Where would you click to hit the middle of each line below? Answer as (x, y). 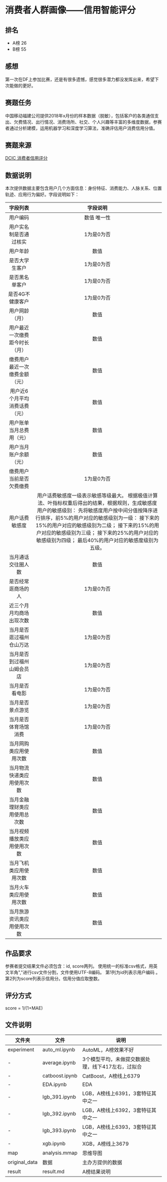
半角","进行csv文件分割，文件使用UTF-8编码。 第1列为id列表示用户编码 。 (85, 973)
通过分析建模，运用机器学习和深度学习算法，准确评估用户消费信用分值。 (83, 128)
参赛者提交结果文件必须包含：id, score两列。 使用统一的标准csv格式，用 (79, 966)
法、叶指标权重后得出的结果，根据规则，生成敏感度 (97, 503)
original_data (23, 1162)
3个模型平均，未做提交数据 (114, 1059)
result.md (53, 1171)
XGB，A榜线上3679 (106, 1144)
